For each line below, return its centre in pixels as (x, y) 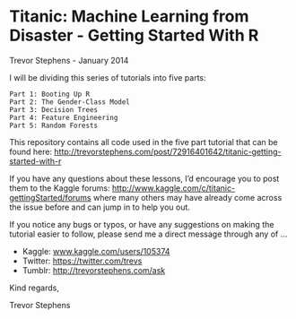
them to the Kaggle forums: (60, 188)
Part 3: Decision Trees (54, 109)
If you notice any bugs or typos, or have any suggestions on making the (142, 224)
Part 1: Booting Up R (50, 94)
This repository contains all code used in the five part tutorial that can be (144, 142)
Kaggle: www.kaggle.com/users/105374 (96, 251)
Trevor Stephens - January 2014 (69, 60)
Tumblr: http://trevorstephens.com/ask (94, 270)
